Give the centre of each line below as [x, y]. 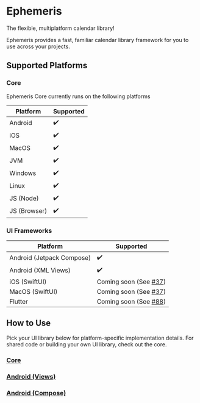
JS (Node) [24, 198]
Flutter [19, 301]
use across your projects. [38, 46]
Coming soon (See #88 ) [131, 301]
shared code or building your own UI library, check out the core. [87, 344]
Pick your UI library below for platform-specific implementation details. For [100, 338]
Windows [23, 173]
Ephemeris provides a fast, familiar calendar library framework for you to [98, 40]
